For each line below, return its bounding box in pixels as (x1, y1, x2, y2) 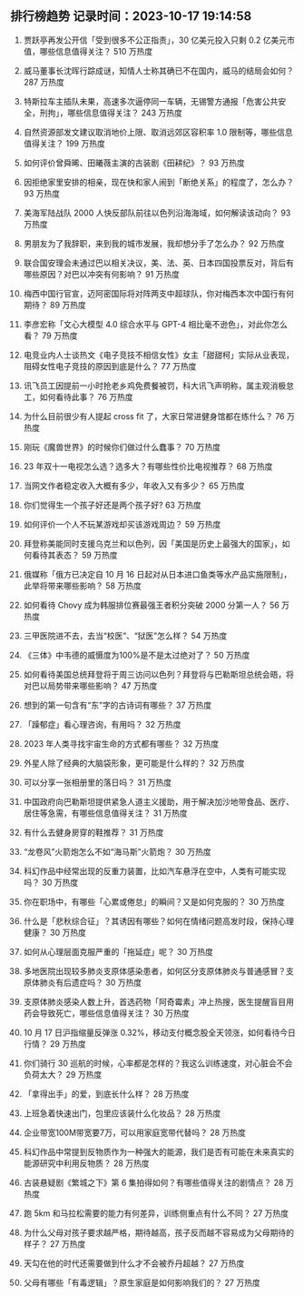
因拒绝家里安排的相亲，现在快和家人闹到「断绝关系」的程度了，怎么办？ (23, 176, 294, 187)
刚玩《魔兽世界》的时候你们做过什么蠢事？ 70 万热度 (23, 441, 221, 452)
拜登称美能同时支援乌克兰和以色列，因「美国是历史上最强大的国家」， (23, 537, 282, 548)
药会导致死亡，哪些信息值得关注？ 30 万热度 (23, 1008, 190, 1019)
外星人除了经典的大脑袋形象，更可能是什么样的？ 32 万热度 (23, 758, 245, 769)
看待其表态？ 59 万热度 (31, 549, 118, 560)
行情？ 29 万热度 (23, 1038, 86, 1049)
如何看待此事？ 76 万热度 (39, 391, 134, 402)
